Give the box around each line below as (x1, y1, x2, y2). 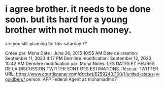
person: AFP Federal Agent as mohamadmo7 (26, 76, 117, 82)
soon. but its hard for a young (5, 14, 128, 25)
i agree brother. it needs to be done (5, 3, 151, 15)
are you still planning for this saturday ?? (5, 40, 87, 46)
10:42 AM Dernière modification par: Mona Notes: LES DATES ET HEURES (5, 60, 155, 66)
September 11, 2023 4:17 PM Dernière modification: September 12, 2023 (5, 55, 152, 61)
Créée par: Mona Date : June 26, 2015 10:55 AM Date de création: (5, 50, 139, 56)
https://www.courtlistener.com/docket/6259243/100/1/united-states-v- (16, 71, 160, 77)
